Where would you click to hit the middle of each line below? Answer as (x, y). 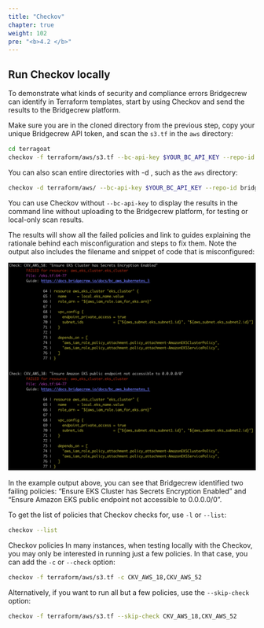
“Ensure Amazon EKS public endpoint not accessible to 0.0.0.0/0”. (115, 499)
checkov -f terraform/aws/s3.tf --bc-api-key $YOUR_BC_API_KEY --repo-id (132, 157)
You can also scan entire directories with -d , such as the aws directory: (123, 172)
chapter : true (31, 25)
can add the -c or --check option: (62, 562)
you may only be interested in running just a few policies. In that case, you (128, 553)
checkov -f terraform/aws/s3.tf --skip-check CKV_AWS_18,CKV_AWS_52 (123, 616)
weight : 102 (27, 33)
